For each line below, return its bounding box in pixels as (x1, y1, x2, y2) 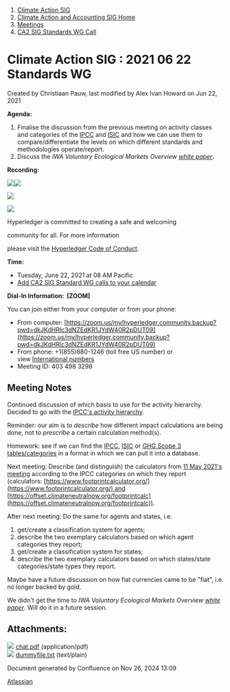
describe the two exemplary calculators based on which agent (16, 532, 194, 541)
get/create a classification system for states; (16, 547, 143, 556)
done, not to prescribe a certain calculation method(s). (7, 428, 161, 436)
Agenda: (7, 109, 32, 118)
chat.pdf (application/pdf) (15, 642, 89, 651)
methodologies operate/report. (16, 144, 104, 153)
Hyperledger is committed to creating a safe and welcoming (7, 217, 177, 226)
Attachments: (7, 623, 67, 635)
